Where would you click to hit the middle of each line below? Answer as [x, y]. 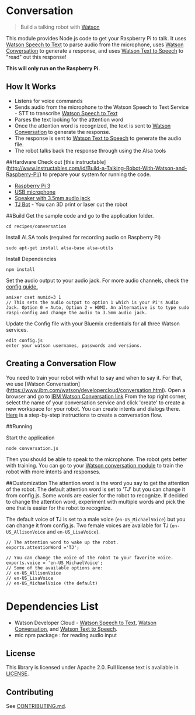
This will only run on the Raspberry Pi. [53, 68]
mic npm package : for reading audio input [66, 635]
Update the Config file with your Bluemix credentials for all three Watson [93, 324]
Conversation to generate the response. [62, 132]
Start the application [30, 438]
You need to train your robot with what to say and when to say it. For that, [94, 377]
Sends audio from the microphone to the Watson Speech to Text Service [102, 107]
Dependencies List [52, 606]
